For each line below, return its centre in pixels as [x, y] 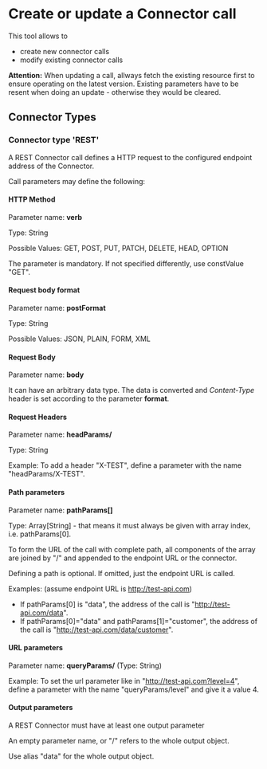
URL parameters [36, 648]
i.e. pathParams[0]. [40, 534]
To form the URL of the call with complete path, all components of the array [132, 549]
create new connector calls [65, 51]
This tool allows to [38, 36]
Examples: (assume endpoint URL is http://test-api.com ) [100, 589]
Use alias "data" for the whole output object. [81, 756]
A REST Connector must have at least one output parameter [106, 725]
